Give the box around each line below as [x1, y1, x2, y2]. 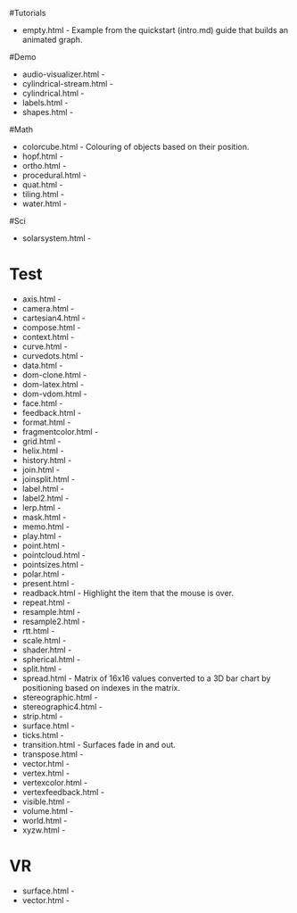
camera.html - [21, 303, 75, 313]
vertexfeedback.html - [21, 786, 105, 797]
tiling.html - [21, 189, 65, 199]
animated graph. [21, 35, 83, 45]
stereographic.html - [21, 692, 98, 702]
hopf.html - [21, 151, 64, 162]
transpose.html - [21, 749, 84, 759]
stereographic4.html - [21, 701, 103, 712]
